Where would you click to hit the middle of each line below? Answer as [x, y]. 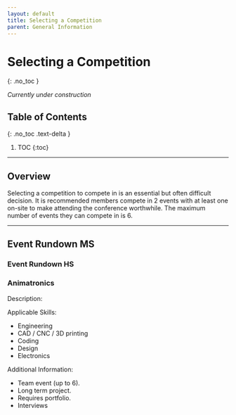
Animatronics [31, 283]
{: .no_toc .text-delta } [39, 134]
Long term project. [44, 390]
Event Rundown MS [51, 244]
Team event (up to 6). [49, 383]
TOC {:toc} [33, 148]
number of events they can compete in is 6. [70, 215]
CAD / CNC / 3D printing [53, 333]
